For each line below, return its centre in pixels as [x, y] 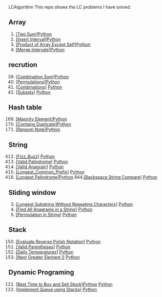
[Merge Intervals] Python [40, 49]
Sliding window [32, 193]
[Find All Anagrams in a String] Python [54, 209]
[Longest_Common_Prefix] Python [50, 172]
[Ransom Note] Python [38, 130]
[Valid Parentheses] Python [43, 247]
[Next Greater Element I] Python [48, 257]
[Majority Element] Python [41, 119]
